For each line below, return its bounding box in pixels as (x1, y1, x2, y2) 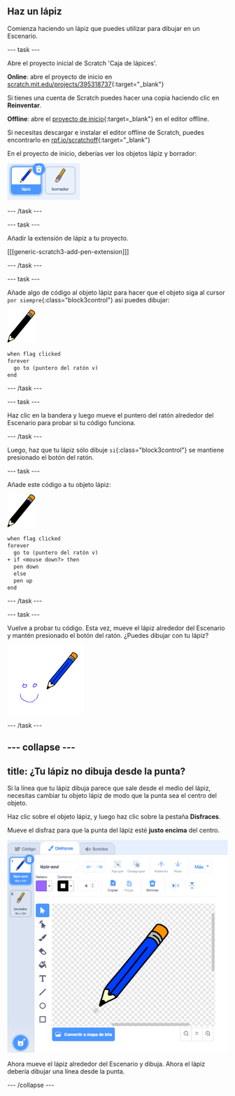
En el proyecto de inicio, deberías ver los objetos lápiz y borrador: (7, 149, 197, 157)
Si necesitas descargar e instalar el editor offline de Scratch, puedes (7, 128, 205, 136)
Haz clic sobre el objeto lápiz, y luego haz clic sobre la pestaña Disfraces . (7, 813, 221, 821)
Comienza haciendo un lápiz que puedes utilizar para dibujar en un (7, 24, 201, 32)
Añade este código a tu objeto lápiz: (7, 480, 111, 488)
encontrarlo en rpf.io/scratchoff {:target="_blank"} (7, 135, 150, 144)
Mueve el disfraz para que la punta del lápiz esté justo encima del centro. (7, 826, 220, 834)
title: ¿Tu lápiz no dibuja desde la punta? (7, 765, 186, 777)
